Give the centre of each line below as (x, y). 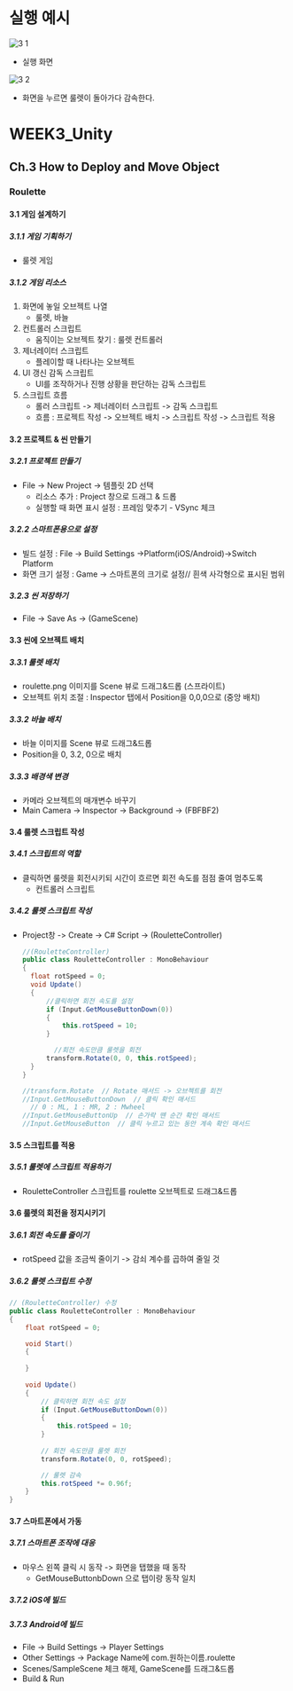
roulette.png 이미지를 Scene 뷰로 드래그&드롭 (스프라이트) (123, 686)
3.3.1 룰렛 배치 (34, 662)
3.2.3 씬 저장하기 (39, 596)
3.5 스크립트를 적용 (42, 1144)
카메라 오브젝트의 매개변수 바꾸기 (79, 800)
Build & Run (43, 1679)
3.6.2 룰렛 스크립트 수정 (50, 1281)
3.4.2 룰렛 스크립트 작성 (50, 911)
